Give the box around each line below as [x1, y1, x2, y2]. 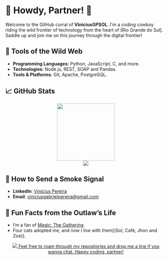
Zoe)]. [12, 233, 26, 239]
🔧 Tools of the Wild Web [5, 47, 83, 56]
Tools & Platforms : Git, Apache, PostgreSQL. [12, 71, 107, 77]
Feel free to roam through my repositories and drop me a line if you [18, 243, 160, 249]
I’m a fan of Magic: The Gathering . [12, 222, 85, 228]
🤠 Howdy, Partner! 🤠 [5, 5, 92, 16]
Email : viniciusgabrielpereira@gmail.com [12, 194, 99, 200]
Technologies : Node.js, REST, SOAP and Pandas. [12, 66, 117, 72]
